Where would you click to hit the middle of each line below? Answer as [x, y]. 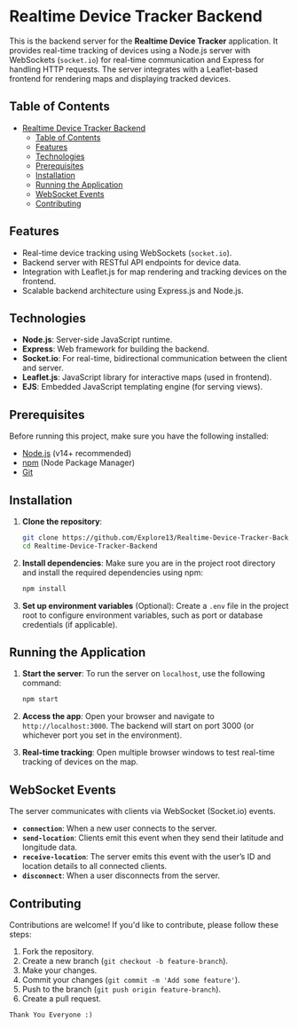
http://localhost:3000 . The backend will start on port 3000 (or [138, 726]
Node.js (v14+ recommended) [77, 454]
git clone [40, 538]
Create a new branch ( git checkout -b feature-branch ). [125, 961]
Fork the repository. [58, 951]
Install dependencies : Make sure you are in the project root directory [149, 563]
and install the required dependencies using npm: [113, 572]
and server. [43, 368]
